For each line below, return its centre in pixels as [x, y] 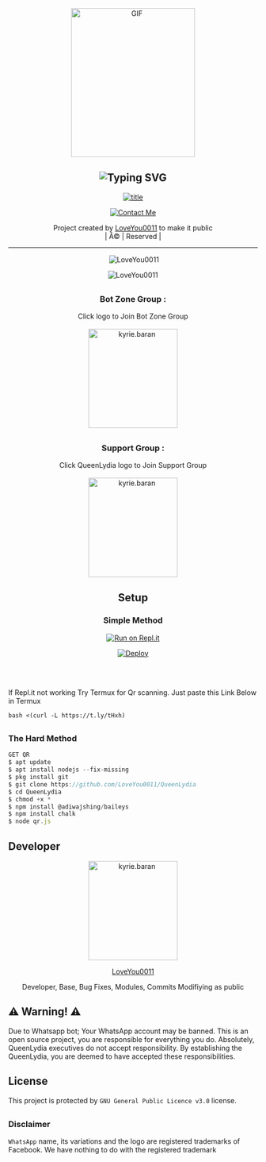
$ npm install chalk [42, 814]
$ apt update [30, 762]
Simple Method [133, 620]
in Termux [25, 701]
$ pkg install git [38, 778]
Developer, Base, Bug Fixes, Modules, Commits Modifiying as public [133, 987]
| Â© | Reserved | [133, 236]
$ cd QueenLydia [35, 792]
